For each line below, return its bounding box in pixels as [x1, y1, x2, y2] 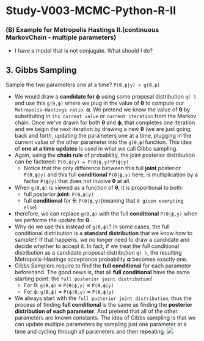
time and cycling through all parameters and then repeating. [14, 328, 166, 335]
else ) [23, 203, 37, 211]
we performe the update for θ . [14, 217, 91, 224]
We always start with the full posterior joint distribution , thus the [14, 294, 192, 302]
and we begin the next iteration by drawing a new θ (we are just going [14, 126, 191, 133]
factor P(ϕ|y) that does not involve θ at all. [23, 178, 131, 185]
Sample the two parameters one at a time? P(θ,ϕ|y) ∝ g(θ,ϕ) [5, 81, 160, 89]
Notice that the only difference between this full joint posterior [23, 165, 181, 172]
